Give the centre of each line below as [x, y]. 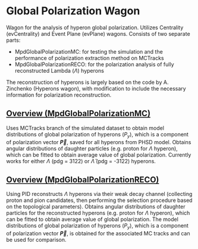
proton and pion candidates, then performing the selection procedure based [99, 200]
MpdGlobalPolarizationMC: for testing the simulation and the [89, 51]
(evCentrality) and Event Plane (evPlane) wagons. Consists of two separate [98, 33]
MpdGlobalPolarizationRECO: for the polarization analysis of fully [94, 64]
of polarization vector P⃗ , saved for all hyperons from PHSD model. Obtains [99, 142]
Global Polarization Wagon [73, 11]
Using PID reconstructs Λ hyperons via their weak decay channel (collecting [99, 194]
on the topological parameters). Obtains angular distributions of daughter [96, 207]
